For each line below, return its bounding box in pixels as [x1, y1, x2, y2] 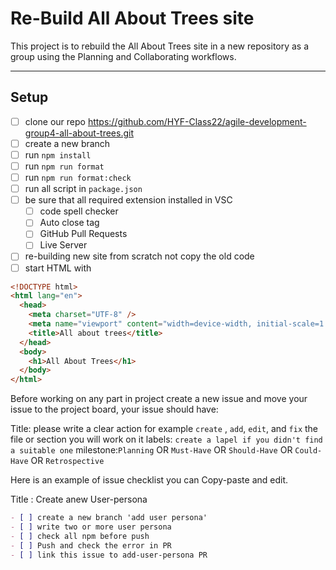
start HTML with [24, 262, 92, 274]
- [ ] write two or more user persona [10, 522, 172, 532]
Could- [294, 446, 323, 456]
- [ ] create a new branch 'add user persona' [10, 513, 208, 523]
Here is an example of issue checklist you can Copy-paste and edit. [10, 474, 289, 486]
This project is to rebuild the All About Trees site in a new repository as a [10, 40, 310, 52]
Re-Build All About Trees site [10, 7, 255, 30]
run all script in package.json [24, 183, 143, 195]
